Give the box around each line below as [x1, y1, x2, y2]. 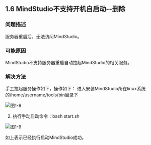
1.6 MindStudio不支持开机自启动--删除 [5, 5, 126, 14]
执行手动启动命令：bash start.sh [12, 113, 80, 119]
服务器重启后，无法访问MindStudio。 [5, 33, 82, 39]
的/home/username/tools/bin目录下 [5, 92, 79, 98]
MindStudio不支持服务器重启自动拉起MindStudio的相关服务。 [5, 59, 132, 65]
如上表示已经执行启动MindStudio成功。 [5, 134, 87, 140]
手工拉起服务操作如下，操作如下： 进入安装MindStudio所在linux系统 [5, 86, 146, 92]
